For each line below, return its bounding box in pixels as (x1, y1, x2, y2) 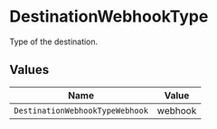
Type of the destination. (9, 36, 99, 47)
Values (9, 62, 50, 78)
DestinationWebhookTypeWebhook (14, 106, 149, 115)
